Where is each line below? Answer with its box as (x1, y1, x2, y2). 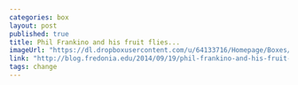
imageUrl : (9, 46, 46, 55)
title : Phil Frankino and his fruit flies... (9, 37, 180, 47)
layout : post (9, 21, 58, 30)
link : (9, 54, 29, 63)
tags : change (9, 63, 58, 72)
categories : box (9, 12, 69, 22)
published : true (9, 29, 69, 38)
